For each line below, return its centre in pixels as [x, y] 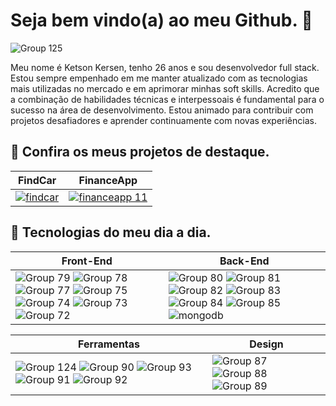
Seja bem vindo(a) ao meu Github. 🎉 [161, 20]
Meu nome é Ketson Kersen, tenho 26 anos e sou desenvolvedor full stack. [165, 67]
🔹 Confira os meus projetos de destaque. [140, 152]
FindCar [37, 180]
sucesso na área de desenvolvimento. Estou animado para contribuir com [162, 110]
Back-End [244, 261]
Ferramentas [109, 344]
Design [266, 344]
